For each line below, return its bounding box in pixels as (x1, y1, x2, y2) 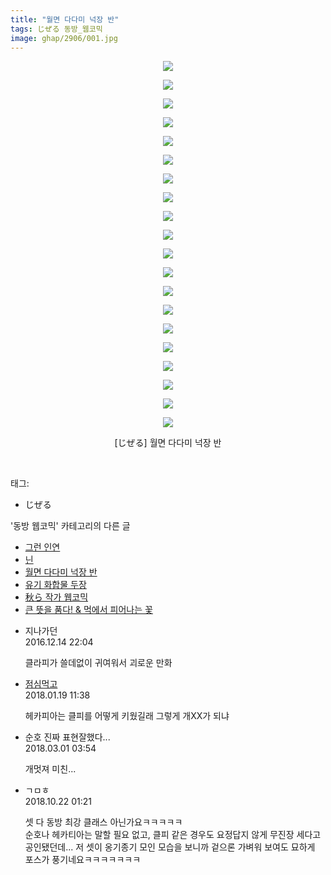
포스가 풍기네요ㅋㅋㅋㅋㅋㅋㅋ (24, 854, 142, 866)
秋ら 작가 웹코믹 (24, 591, 89, 603)
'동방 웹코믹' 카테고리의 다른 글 (10, 520, 131, 532)
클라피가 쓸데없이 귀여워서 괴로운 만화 (24, 657, 173, 669)
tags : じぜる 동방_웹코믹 (10, 24, 103, 34)
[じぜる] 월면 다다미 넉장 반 (114, 437, 222, 449)
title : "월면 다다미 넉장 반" (10, 14, 120, 25)
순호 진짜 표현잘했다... (24, 731, 111, 743)
